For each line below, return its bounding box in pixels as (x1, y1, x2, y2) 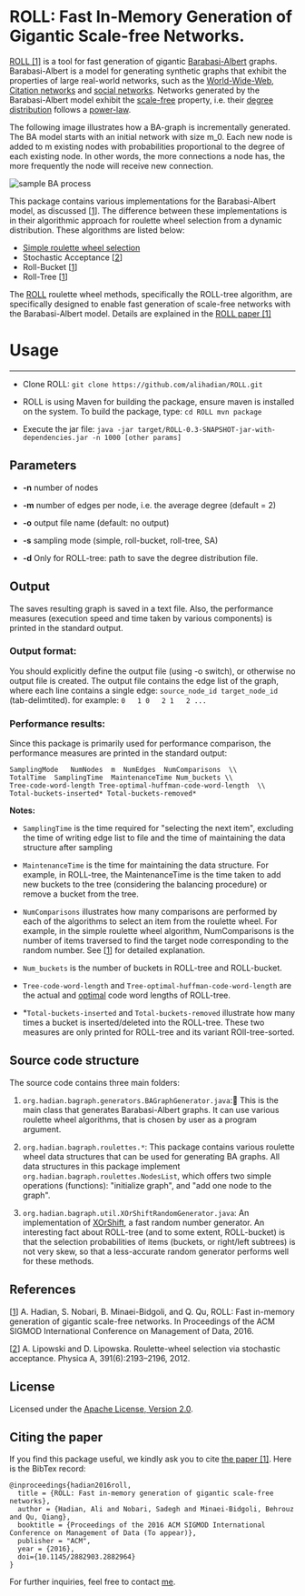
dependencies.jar (22, 433, 89, 442)
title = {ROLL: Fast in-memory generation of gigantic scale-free (17, 1489, 274, 1498)
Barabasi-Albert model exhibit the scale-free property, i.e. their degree (9, 94, 274, 105)
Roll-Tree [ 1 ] (22, 271, 68, 282)
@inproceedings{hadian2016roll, (9, 1481, 132, 1491)
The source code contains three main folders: (9, 1077, 180, 1088)
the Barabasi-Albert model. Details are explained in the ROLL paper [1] (9, 307, 271, 319)
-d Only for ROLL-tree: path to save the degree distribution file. (22, 552, 259, 563)
